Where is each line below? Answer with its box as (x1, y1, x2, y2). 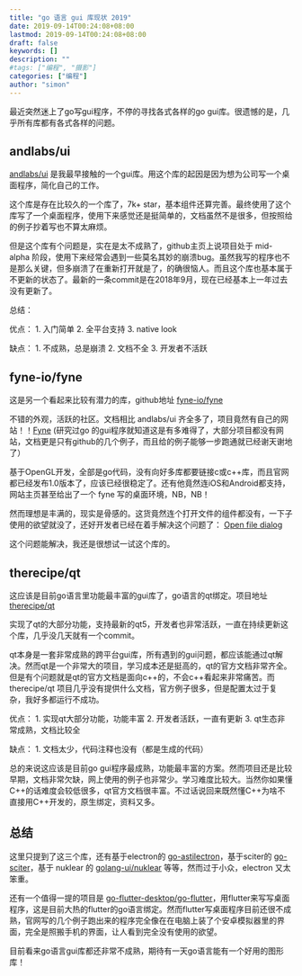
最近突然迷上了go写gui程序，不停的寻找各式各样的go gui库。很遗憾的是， (9, 105, 282, 117)
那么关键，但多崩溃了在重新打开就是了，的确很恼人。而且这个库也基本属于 (16, 263, 293, 274)
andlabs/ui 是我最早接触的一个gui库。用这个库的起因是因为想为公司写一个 (9, 168, 282, 180)
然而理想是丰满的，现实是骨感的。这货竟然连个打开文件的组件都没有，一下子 (9, 508, 293, 519)
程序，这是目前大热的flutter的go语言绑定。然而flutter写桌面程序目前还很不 (9, 903, 284, 914)
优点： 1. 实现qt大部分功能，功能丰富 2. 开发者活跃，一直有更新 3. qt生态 (9, 713, 278, 724)
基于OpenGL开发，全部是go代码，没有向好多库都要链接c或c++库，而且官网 (9, 467, 289, 478)
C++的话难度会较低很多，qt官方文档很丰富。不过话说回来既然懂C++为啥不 (9, 785, 286, 796)
